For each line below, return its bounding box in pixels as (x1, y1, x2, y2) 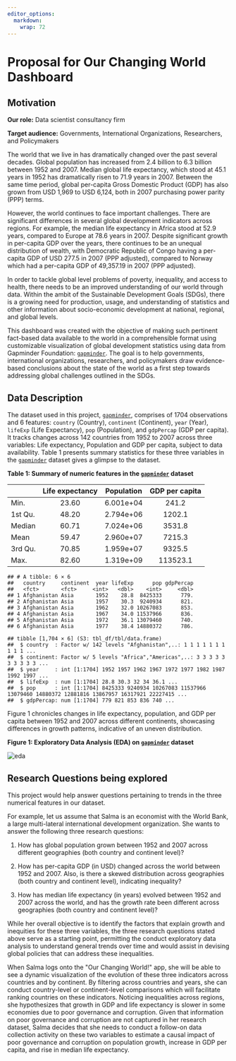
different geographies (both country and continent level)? (17, 849, 185, 856)
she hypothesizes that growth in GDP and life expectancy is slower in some (7, 1000, 225, 1009)
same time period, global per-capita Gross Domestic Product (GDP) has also (7, 181, 229, 189)
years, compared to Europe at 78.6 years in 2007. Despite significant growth (7, 232, 228, 240)
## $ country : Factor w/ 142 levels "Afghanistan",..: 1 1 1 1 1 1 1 (7, 642, 225, 649)
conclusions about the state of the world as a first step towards (27, 364, 211, 373)
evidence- (195, 356, 225, 365)
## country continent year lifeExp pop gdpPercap (7, 580, 194, 587)
